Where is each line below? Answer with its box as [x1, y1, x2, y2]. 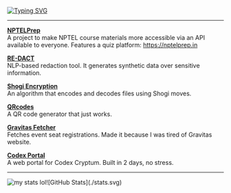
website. [7, 138, 32, 146]
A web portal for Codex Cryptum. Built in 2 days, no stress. [7, 159, 174, 166]
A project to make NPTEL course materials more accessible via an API [7, 34, 205, 41]
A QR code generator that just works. [7, 110, 112, 118]
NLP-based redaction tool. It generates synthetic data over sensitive [7, 62, 201, 69]
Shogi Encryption [7, 82, 58, 90]
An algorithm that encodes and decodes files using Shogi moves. [7, 89, 192, 98]
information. [7, 69, 42, 77]
